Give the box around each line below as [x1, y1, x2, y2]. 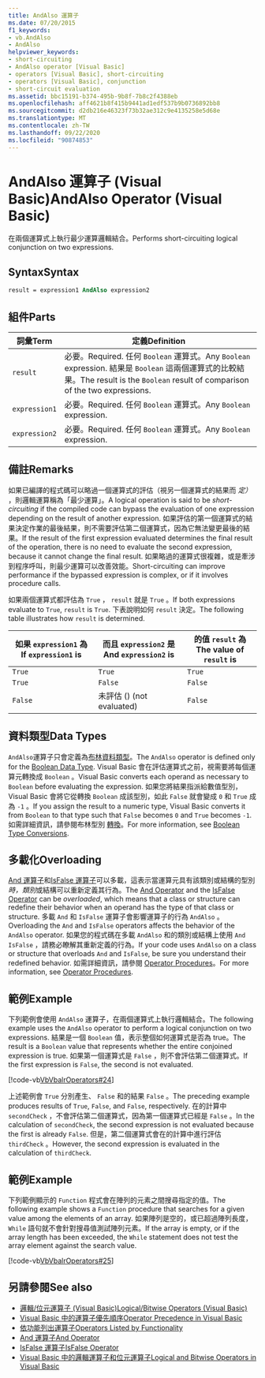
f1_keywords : [8, 26, 51, 34]
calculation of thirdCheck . [8, 1148, 92, 1158]
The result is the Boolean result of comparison [80, 374, 250, 385]
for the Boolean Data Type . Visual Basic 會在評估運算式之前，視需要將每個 [8, 762, 249, 771]
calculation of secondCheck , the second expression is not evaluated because [8, 1120, 255, 1130]
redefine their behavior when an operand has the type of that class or [8, 902, 234, 912]
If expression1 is [21, 648, 82, 659]
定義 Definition [131, 335, 186, 346]
